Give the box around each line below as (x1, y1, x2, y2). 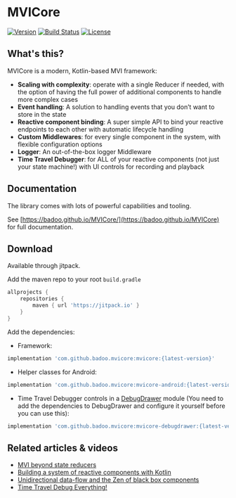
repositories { (20, 295, 65, 302)
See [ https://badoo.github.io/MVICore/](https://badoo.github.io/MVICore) (7, 215, 220, 224)
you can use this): (17, 409, 70, 417)
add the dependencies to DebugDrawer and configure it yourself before (17, 402, 226, 410)
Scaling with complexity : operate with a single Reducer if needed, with (17, 80, 225, 89)
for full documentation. (7, 222, 74, 231)
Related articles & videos (7, 442, 118, 454)
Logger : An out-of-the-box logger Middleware (17, 147, 152, 155)
